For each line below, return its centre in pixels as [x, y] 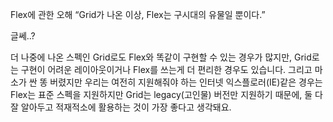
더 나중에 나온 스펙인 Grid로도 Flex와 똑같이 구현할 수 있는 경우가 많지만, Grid [161, 57]
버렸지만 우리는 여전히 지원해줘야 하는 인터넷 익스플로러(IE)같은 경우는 [186, 82]
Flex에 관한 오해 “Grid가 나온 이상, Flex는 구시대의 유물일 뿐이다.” [138, 14]
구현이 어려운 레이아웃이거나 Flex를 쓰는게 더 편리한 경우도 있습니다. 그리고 [166, 69]
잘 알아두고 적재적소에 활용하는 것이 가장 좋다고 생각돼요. [121, 107]
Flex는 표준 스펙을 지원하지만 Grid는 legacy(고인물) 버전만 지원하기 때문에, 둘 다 [166, 94]
